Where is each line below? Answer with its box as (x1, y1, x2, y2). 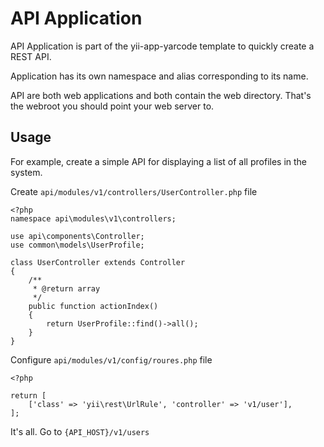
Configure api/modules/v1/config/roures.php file (10, 353, 213, 366)
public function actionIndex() (28, 301, 159, 311)
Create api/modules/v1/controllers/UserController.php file (10, 185, 258, 197)
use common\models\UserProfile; (10, 240, 145, 250)
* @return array (32, 283, 101, 294)
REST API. (10, 50, 52, 62)
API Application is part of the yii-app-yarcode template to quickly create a (10, 40, 315, 52)
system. (10, 166, 43, 178)
